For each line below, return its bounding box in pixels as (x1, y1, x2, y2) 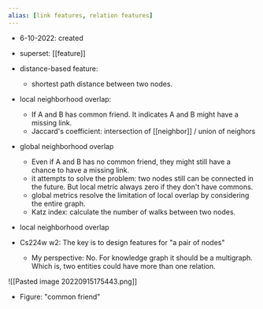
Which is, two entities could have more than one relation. (31, 261, 217, 270)
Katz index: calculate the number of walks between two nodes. (31, 207, 236, 217)
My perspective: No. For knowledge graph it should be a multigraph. (31, 253, 254, 262)
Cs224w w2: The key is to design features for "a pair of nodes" (19, 237, 225, 247)
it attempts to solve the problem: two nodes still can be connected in (31, 173, 254, 183)
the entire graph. (31, 199, 86, 208)
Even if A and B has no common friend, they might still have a (31, 157, 231, 166)
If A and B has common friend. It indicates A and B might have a (31, 110, 239, 119)
